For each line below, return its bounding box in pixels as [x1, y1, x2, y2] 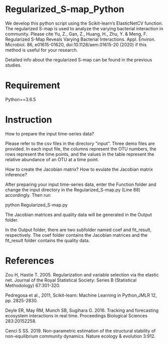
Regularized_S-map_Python [5, 4, 124, 15]
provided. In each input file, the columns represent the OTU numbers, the [5, 146, 156, 152]
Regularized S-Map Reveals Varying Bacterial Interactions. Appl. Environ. [5, 36, 156, 42]
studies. [5, 62, 22, 68]
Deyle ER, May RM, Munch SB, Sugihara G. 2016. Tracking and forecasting [5, 307, 159, 313]
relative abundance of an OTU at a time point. [5, 156, 99, 162]
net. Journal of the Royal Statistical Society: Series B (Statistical [5, 277, 137, 283]
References [5, 255, 54, 266]
